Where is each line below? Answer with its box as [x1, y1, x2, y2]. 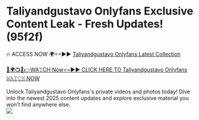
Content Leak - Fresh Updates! [6, 17, 163, 31]
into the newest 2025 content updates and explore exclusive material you [6, 94, 189, 101]
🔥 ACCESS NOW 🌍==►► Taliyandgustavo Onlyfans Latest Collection [6, 50, 181, 58]
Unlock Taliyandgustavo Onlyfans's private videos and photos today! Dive [6, 88, 191, 95]
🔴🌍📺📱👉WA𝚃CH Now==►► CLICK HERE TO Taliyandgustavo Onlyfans [6, 65, 188, 73]
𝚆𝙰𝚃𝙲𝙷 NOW [6, 75, 41, 82]
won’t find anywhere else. [6, 101, 71, 108]
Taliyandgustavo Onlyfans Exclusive [6, 4, 194, 18]
